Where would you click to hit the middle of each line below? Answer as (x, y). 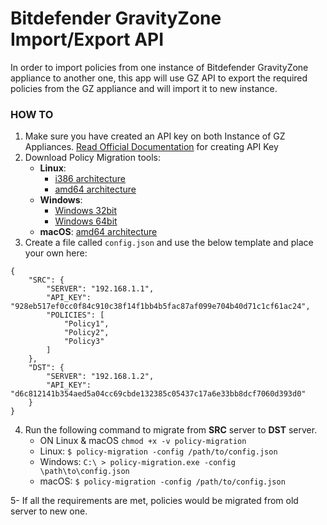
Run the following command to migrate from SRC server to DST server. (171, 430)
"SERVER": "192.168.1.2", (100, 377)
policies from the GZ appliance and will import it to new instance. (144, 88)
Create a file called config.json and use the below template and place (169, 243)
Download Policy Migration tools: (93, 158)
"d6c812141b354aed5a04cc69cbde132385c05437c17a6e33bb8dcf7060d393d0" (158, 394)
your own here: (56, 253)
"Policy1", (86, 324)
